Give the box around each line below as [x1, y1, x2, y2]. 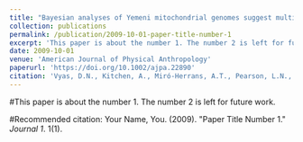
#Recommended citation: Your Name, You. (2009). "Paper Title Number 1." [9, 113, 287, 124]
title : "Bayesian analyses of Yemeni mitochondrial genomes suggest [9, 13, 272, 22]
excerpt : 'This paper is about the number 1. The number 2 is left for [9, 38, 284, 48]
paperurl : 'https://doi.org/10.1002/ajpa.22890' [9, 64, 196, 73]
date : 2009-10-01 [9, 47, 75, 56]
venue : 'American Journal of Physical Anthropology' [9, 55, 212, 64]
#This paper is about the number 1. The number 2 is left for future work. [9, 96, 276, 107]
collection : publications [9, 22, 106, 31]
